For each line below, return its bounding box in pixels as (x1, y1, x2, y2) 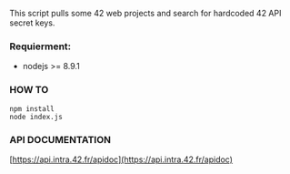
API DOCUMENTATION (9, 133, 112, 146)
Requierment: (9, 40, 72, 53)
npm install (9, 104, 55, 113)
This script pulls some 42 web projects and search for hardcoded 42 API (9, 8, 282, 18)
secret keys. (9, 17, 55, 28)
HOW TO (9, 84, 49, 97)
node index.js (9, 112, 64, 121)
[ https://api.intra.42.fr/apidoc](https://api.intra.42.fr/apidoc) (9, 154, 234, 165)
